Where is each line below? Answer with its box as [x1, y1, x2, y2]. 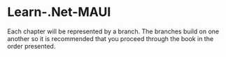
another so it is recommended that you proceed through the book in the [7, 34, 214, 42]
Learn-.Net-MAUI [7, 4, 111, 20]
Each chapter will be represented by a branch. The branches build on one [7, 27, 220, 35]
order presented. [7, 42, 56, 50]
